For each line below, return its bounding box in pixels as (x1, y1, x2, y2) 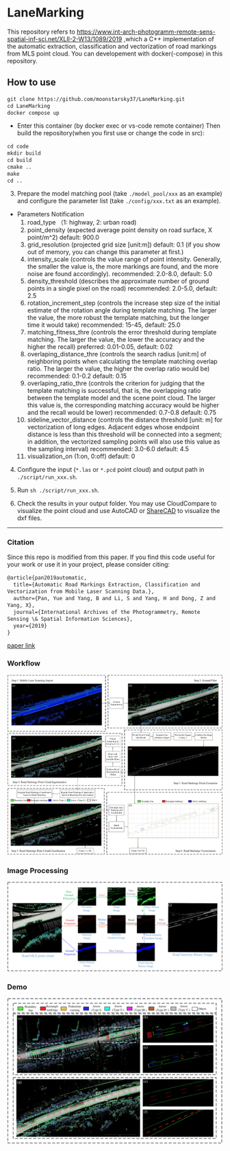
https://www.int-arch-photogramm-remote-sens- (76, 27, 216, 36)
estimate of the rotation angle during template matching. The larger (27, 306, 217, 314)
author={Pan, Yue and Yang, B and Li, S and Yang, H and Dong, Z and (13, 595, 216, 602)
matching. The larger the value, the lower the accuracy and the (27, 335, 205, 343)
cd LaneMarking (7, 102, 51, 109)
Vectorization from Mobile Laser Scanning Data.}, (7, 589, 155, 595)
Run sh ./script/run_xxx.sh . (16, 486, 99, 494)
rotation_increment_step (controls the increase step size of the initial (27, 299, 220, 307)
